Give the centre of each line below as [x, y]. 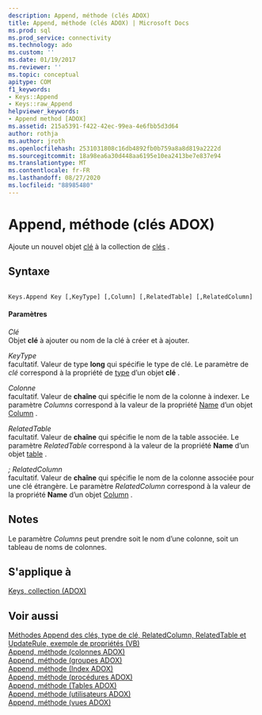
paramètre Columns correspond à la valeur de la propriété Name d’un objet [131, 405]
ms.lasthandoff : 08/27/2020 [55, 178]
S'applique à [40, 572]
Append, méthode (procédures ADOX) [70, 677]
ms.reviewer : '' [35, 67]
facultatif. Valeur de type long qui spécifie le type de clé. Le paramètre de [129, 364]
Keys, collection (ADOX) [47, 591]
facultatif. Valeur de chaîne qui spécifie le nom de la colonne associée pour [131, 478]
